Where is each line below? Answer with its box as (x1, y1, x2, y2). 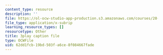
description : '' (5, 11, 38, 16)
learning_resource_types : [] (5, 25, 64, 30)
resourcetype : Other (5, 29, 47, 34)
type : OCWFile (5, 38, 34, 43)
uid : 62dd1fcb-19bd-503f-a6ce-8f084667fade (5, 43, 95, 47)
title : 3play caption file (5, 34, 60, 39)
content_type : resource (5, 7, 53, 12)
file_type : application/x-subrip (5, 20, 73, 25)
